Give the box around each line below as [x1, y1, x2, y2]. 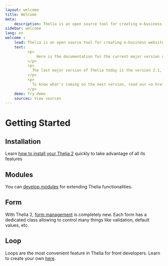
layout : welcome [5, 7, 39, 13]
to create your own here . [5, 255, 56, 261]
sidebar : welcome [5, 26, 41, 31]
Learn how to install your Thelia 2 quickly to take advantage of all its [5, 151, 145, 157]
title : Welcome [5, 12, 37, 17]
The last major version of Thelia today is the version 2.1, [31, 68, 162, 73]
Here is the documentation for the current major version [36, 54, 160, 59]
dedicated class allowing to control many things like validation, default [5, 216, 150, 223]
